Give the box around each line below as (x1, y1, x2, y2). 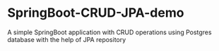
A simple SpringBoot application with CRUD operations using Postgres (7, 28, 212, 36)
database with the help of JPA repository (7, 35, 126, 43)
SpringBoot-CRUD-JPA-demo (7, 5, 184, 21)
